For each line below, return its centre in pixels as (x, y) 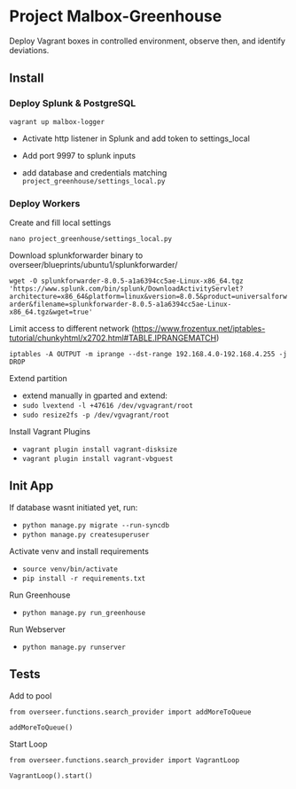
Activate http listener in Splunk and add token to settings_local (136, 138)
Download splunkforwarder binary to (76, 255)
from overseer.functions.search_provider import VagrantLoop (125, 760)
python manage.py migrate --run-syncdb (96, 525)
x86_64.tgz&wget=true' (51, 312)
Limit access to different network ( (72, 328)
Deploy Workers (45, 203)
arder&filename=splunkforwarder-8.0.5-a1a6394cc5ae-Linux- (121, 304)
